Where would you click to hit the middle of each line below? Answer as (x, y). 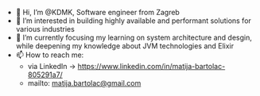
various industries (45, 29)
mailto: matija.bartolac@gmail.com (84, 83)
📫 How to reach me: (50, 55)
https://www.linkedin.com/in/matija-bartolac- (151, 66)
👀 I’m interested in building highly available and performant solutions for (134, 21)
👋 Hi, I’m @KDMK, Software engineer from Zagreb (98, 12)
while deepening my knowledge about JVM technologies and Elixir (125, 46)
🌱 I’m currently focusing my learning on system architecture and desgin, (134, 37)
